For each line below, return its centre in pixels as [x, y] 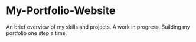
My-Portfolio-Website [61, 11]
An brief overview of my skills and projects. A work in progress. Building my [98, 27]
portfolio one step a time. [37, 33]
